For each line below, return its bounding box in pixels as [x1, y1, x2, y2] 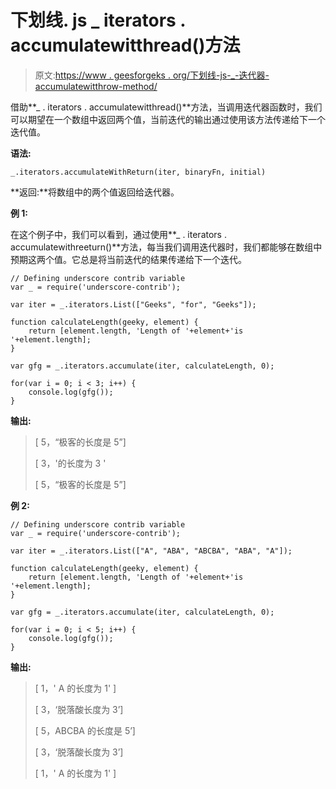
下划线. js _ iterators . [10, 9, 186, 32]
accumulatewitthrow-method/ [34, 80, 158, 92]
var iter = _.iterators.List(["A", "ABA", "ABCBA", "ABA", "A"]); [10, 546, 293, 556]
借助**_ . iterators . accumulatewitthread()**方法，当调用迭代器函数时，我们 [10, 101, 323, 113]
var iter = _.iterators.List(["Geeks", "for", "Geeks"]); [10, 299, 257, 310]
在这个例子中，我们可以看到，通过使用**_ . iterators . [10, 228, 227, 240]
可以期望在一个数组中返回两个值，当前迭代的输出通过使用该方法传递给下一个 [10, 113, 326, 125]
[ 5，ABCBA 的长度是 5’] [34, 724, 136, 736]
